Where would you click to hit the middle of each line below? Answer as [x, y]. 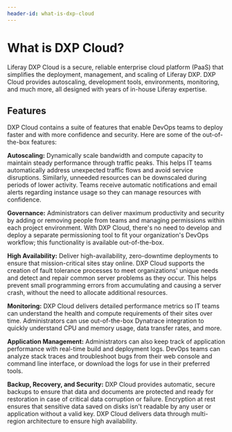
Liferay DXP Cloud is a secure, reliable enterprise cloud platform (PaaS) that [115, 67]
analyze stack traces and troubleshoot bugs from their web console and [110, 357]
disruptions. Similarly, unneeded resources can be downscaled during [107, 178]
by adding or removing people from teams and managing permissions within [116, 220]
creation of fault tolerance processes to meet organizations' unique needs [113, 271]
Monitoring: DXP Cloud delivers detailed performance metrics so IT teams [114, 306]
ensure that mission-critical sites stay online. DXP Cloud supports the [106, 263]
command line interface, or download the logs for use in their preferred [108, 363]
